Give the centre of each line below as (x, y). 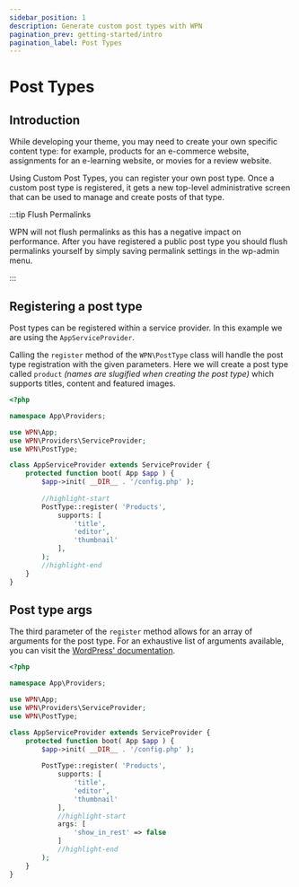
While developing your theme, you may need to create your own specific (144, 142)
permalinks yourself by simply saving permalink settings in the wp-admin (145, 251)
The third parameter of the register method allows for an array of (131, 632)
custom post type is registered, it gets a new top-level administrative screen (150, 188)
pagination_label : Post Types (66, 43)
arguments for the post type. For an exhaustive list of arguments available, (147, 641)
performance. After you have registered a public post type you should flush (149, 242)
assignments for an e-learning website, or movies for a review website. (141, 161)
